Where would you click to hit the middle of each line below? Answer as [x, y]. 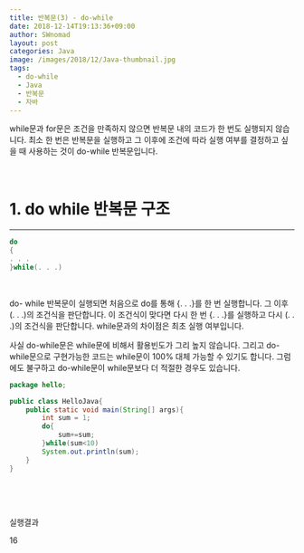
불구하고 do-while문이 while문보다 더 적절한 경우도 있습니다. [133, 367]
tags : [19, 69]
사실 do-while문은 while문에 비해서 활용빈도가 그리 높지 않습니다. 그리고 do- [145, 345]
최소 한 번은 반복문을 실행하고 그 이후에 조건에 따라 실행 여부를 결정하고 [154, 140]
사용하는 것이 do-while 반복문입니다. [93, 151]
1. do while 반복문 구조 [90, 209]
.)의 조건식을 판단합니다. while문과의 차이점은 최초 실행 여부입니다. [127, 326]
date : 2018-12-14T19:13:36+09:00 [72, 26]
